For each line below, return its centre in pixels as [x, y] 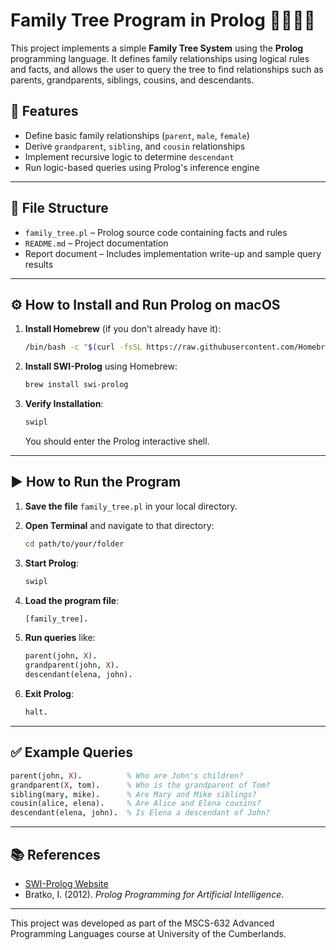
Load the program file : [72, 600]
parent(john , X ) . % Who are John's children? [127, 775]
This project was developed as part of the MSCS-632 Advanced [142, 923]
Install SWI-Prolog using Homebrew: [101, 366]
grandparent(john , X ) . [72, 665]
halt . [36, 712]
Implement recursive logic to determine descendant [129, 156]
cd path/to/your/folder [74, 544]
